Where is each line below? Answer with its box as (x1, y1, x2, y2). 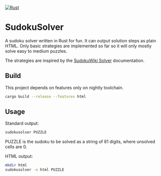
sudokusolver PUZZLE (5, 130, 47, 135)
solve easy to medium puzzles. (5, 48, 67, 54)
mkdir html (5, 163, 27, 168)
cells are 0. (5, 144, 27, 150)
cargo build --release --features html (5, 94, 86, 99)
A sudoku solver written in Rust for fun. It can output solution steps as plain (5, 38, 156, 43)
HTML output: (5, 154, 33, 159)
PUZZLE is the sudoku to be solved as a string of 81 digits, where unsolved (5, 139, 155, 145)
